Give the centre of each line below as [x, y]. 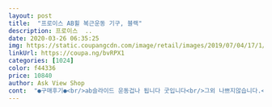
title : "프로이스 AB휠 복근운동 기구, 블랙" [75, 23]
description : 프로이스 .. [51, 31]
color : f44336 [32, 68]
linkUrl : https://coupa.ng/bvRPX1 [67, 53]
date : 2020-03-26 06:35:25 [54, 38]
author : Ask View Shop [47, 83]
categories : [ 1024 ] [41, 61]
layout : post [30, 16]
